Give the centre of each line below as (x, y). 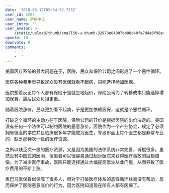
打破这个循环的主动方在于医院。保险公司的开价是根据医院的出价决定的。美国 (84, 120)
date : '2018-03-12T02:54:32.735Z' (41, 10)
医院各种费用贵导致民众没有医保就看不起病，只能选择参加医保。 (71, 82)
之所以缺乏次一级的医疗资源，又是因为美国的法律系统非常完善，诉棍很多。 (82, 150)
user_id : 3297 (20, 15)
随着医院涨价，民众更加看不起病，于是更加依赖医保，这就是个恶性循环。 (80, 110)
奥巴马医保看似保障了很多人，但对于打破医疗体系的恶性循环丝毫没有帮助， (82, 179)
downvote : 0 (18, 43)
